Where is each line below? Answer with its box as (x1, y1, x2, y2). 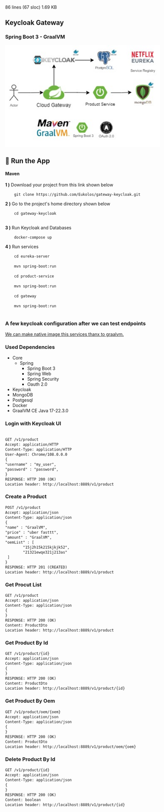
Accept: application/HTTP (5, 442, 58, 447)
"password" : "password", (5, 467, 58, 472)
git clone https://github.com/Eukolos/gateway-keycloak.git (14, 192, 141, 197)
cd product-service (14, 273, 55, 279)
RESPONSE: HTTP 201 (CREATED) (5, 565, 68, 569)
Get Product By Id (5, 640, 49, 647)
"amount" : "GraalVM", (5, 535, 52, 540)
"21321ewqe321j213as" (23, 550, 68, 555)
